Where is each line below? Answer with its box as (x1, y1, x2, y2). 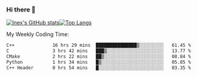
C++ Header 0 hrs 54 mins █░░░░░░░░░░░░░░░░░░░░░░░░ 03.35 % (6, 64, 191, 71)
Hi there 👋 (6, 5, 36, 14)
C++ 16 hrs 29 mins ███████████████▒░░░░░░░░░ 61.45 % (6, 42, 191, 49)
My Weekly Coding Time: (6, 31, 70, 38)
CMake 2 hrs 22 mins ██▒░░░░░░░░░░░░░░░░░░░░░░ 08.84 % (6, 54, 191, 60)
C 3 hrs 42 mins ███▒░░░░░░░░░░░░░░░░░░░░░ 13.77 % (6, 48, 191, 54)
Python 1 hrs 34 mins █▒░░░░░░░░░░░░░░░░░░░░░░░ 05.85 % (6, 59, 191, 65)
